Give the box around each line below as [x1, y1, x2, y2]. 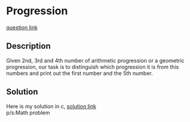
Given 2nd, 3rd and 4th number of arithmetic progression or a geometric [6, 57, 185, 64]
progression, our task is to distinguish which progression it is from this [6, 63, 179, 70]
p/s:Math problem [6, 109, 50, 116]
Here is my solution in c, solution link [6, 102, 97, 110]
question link [6, 24, 38, 31]
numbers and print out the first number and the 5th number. [6, 70, 154, 77]
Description [6, 41, 51, 51]
